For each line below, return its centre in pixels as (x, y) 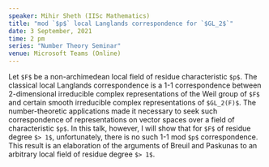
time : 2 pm (27, 39)
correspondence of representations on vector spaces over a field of (122, 120)
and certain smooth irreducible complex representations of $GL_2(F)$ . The (132, 103)
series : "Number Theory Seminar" (65, 46)
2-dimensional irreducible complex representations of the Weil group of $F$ (134, 94)
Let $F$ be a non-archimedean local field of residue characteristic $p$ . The (133, 77)
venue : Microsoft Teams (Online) (65, 54)
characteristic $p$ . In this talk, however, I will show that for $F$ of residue (130, 128)
